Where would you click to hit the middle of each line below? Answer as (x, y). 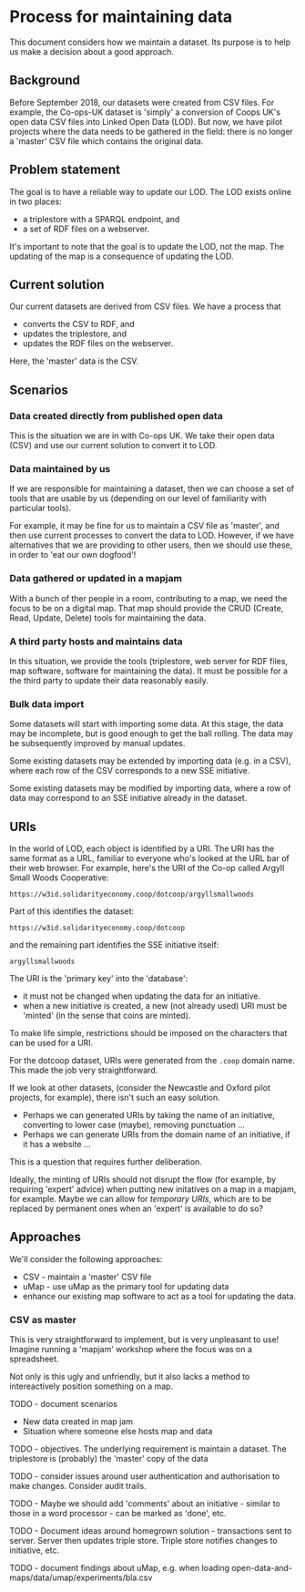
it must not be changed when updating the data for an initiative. (142, 996)
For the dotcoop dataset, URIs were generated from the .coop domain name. (152, 1061)
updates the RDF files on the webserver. (98, 344)
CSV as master (43, 1320)
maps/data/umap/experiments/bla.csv (81, 1577)
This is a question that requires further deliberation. (106, 1162)
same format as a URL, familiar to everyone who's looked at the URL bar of (149, 858)
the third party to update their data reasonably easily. (109, 680)
